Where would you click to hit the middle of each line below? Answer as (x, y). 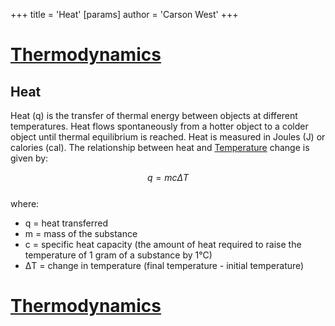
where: (25, 203)
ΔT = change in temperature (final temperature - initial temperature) (164, 265)
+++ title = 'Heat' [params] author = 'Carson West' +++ (124, 14)
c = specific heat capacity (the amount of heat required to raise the (163, 244)
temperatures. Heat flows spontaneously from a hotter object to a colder (159, 126)
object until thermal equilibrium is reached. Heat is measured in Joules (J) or (168, 137)
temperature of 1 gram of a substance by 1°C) (118, 255)
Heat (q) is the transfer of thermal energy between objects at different (154, 115)
